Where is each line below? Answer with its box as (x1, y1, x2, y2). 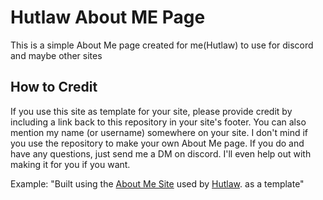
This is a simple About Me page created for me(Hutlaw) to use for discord (10, 39, 314, 51)
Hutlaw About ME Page (10, 6, 206, 29)
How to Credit (10, 79, 98, 96)
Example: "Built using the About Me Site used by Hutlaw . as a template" (10, 177, 305, 190)
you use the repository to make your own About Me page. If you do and (10, 137, 305, 149)
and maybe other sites (10, 49, 103, 61)
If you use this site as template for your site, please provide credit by (10, 105, 293, 117)
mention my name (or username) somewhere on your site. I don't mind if (10, 126, 309, 138)
